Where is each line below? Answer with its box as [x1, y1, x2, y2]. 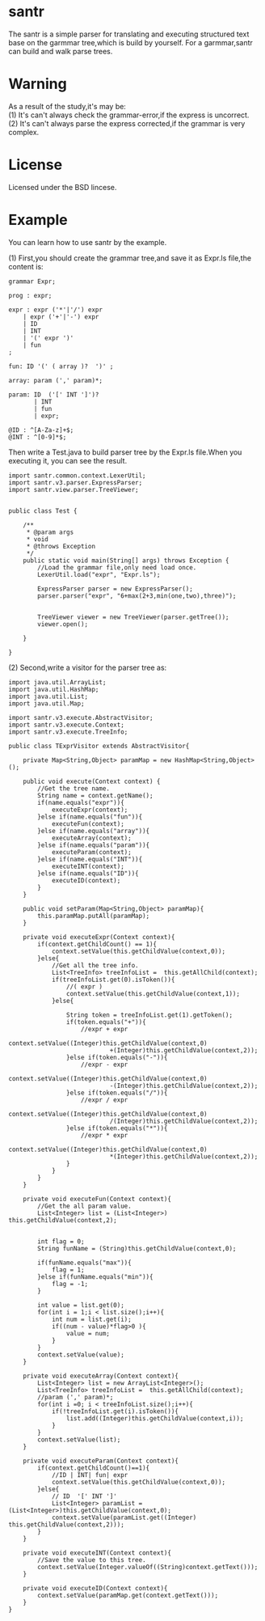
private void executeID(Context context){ [23, 1584, 168, 1592]
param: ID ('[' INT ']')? [8, 391, 99, 399]
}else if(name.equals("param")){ [37, 840, 150, 849]
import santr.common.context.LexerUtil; [8, 472, 147, 480]
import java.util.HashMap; [8, 685, 99, 693]
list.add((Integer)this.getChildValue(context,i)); [65, 1414, 244, 1422]
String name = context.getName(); [37, 791, 154, 799]
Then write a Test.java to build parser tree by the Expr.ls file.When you [8, 447, 242, 457]
